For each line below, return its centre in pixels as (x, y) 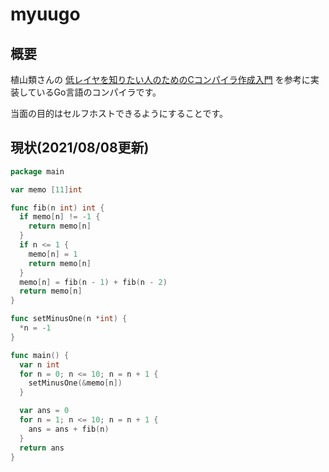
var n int (39, 364)
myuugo (45, 14)
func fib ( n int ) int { (57, 208)
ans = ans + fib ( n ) (69, 429)
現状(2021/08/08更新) (80, 148)
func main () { (40, 355)
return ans (42, 448)
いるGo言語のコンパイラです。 (99, 92)
